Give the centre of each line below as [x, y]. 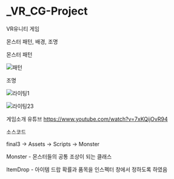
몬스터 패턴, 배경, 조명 [32, 41]
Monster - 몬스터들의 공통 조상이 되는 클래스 [59, 157]
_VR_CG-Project [47, 11]
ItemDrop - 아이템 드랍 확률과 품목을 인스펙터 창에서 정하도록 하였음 [87, 169]
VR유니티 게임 [23, 29]
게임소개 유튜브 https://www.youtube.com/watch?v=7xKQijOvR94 [87, 119]
